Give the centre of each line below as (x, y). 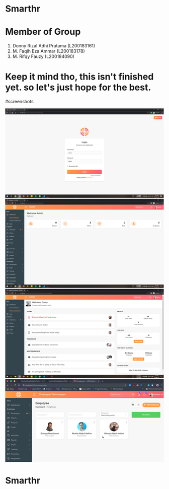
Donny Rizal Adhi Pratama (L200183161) (54, 46)
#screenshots (19, 102)
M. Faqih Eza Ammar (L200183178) (49, 51)
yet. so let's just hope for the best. (78, 87)
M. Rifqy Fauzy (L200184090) (43, 56)
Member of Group (43, 32)
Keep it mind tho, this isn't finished (79, 77)
